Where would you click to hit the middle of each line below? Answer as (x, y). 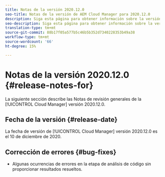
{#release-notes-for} (49, 85)
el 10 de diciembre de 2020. (33, 137)
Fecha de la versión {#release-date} (61, 119)
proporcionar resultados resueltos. (47, 169)
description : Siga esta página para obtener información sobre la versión (83, 19)
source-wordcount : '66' (29, 42)
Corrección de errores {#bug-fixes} (61, 152)
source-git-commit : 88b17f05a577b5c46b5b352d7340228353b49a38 (70, 32)
